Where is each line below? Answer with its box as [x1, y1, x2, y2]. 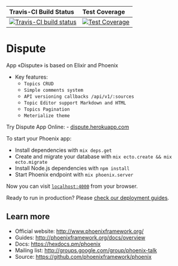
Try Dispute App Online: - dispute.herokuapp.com [6, 123, 129, 130]
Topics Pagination [23, 106, 70, 112]
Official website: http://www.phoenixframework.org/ [14, 228, 144, 235]
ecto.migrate [14, 159, 48, 165]
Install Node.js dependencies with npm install [14, 165, 130, 172]
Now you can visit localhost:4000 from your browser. [6, 183, 138, 190]
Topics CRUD [23, 80, 54, 86]
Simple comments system [23, 87, 84, 93]
